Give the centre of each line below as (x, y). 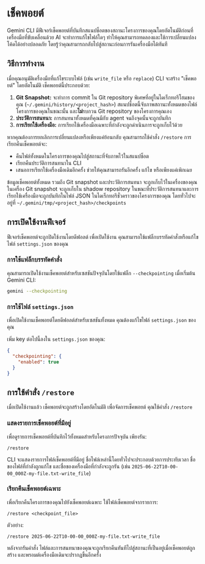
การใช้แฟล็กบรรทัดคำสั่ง (34, 260)
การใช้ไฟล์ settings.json (40, 307)
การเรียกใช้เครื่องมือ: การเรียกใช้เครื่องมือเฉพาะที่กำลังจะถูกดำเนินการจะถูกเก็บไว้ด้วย (99, 124)
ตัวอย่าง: (15, 525)
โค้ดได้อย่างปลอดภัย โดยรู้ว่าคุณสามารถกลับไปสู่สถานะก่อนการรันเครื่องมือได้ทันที (87, 44)
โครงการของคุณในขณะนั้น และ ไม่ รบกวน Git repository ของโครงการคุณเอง (94, 111)
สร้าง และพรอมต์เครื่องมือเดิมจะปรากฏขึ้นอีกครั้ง (54, 554)
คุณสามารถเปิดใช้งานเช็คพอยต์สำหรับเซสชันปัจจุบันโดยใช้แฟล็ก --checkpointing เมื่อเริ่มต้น (101, 273)
